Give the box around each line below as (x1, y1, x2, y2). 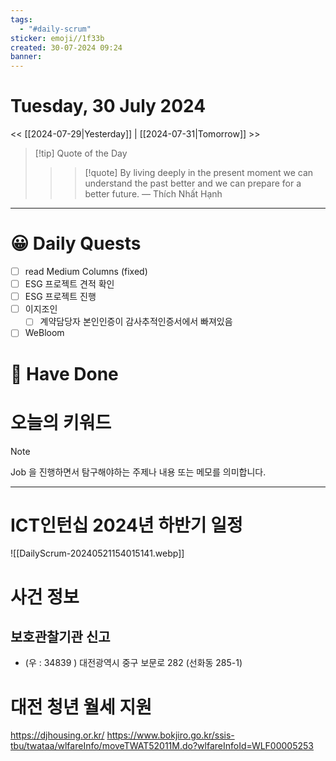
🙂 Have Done (10, 362, 119, 385)
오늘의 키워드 (10, 411, 112, 434)
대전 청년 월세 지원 (10, 696, 152, 718)
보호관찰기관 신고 (10, 629, 111, 646)
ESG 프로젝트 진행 (24, 291, 97, 303)
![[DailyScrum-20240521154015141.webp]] (10, 547, 185, 560)
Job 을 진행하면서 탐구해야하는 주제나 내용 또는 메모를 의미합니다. (10, 466, 267, 478)
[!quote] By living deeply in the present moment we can (84, 167, 314, 179)
